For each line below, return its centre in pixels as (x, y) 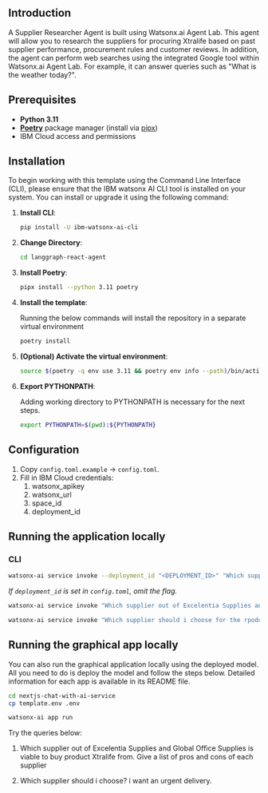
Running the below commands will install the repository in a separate (133, 318)
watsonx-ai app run (41, 718)
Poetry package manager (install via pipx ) (89, 128)
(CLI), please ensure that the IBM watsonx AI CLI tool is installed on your (127, 189)
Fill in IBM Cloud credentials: (67, 478)
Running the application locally (87, 536)
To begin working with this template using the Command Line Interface (124, 180)
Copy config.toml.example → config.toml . (89, 469)
